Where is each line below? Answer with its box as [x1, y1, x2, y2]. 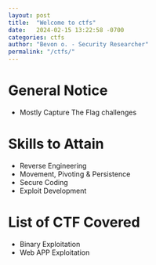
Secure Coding [19, 177, 68, 187]
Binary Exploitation [19, 239, 81, 249]
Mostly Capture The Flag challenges [19, 107, 137, 117]
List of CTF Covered [8, 213, 140, 231]
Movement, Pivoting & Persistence [19, 169, 131, 179]
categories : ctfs [8, 33, 65, 42]
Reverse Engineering [19, 161, 87, 170]
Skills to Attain [8, 135, 104, 153]
